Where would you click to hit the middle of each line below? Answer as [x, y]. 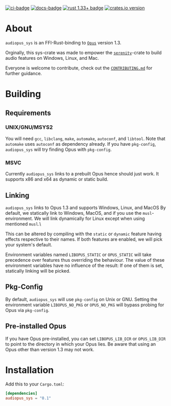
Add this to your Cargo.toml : [35, 384]
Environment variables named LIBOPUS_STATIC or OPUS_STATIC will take [78, 254]
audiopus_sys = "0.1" [28, 398]
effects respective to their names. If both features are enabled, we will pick [84, 239]
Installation [30, 370]
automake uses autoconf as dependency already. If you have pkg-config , [81, 144]
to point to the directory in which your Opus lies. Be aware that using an [81, 344]
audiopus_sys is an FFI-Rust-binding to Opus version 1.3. [63, 42]
